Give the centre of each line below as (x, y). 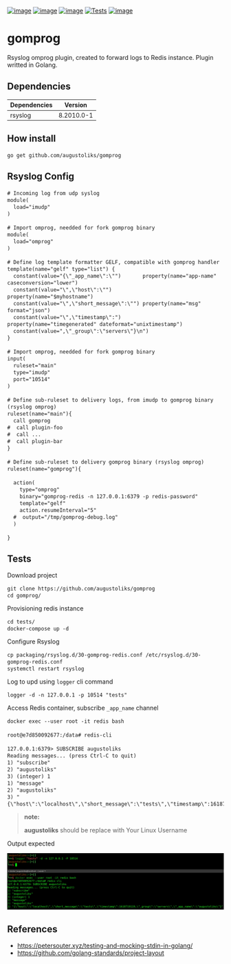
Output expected (31, 843)
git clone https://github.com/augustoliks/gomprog (81, 589)
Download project (32, 575)
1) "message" (26, 783)
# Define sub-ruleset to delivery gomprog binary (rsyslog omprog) (106, 462)
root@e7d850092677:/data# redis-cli (59, 735)
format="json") (29, 310)
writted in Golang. (32, 65)
